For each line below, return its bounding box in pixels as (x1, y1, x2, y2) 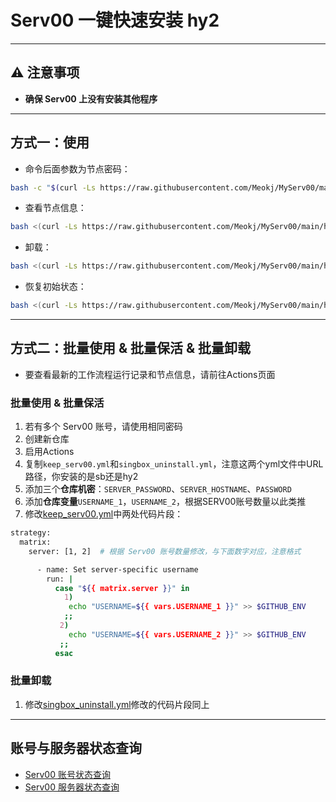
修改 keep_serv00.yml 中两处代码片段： (24, 508, 184, 520)
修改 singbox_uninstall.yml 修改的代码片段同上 (24, 698, 210, 710)
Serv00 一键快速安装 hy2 (10, 9, 220, 32)
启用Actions (24, 446, 75, 458)
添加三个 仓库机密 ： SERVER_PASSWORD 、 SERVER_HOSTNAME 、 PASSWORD (24, 483, 292, 495)
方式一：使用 (10, 134, 90, 151)
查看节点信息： (24, 202, 87, 214)
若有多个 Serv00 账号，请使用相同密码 (24, 421, 183, 433)
